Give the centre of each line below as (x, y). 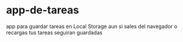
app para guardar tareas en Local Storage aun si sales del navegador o (92, 26)
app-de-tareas (43, 10)
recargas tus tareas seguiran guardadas (54, 32)
